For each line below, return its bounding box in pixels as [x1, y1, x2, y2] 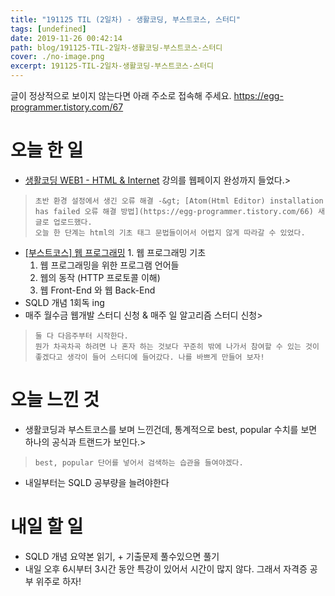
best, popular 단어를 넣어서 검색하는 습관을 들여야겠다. [34, 457, 244, 468]
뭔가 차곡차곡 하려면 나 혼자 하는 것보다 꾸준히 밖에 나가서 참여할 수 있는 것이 [34, 341, 320, 351]
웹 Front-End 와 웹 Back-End [39, 284, 156, 296]
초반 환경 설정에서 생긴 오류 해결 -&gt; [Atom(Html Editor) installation [34, 196, 324, 206]
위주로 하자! [35, 575, 82, 587]
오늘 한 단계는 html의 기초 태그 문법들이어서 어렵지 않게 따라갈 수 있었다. [34, 227, 306, 238]
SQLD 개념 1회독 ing [24, 296, 105, 308]
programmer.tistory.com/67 [10, 101, 124, 113]
